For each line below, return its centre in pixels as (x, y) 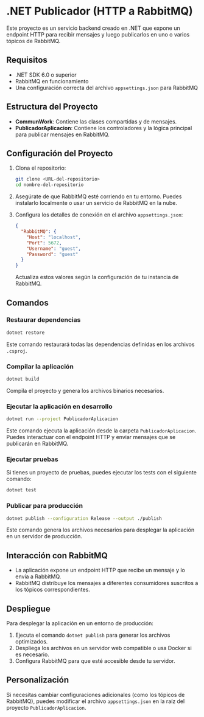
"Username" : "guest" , (54, 248)
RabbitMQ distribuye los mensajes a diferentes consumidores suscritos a (107, 583)
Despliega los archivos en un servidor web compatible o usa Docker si (103, 648)
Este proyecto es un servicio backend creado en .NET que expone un (93, 28)
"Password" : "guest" (52, 254)
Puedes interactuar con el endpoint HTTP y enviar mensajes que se (91, 437)
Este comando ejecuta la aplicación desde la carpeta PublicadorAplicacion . (101, 431)
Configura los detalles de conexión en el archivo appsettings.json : (99, 215)
